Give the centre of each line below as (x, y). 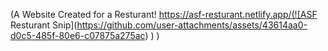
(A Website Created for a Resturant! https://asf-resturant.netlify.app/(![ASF (164, 14)
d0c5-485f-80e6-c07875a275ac (78, 35)
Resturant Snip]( (44, 25)
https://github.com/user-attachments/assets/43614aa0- (192, 25)
